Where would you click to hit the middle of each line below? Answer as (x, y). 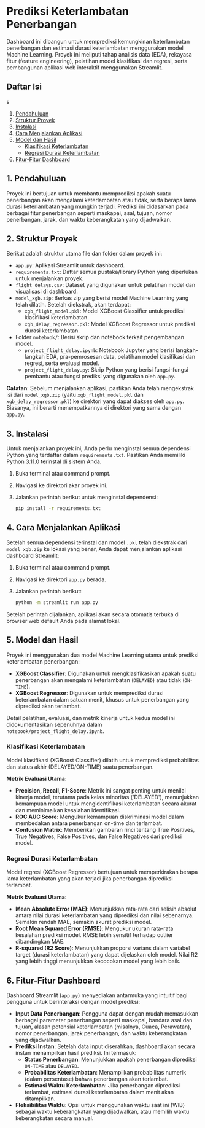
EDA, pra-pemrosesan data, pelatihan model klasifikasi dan (120, 357)
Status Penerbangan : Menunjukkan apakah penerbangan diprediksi (111, 1059)
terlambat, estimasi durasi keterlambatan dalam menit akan (99, 1092)
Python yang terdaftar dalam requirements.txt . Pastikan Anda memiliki (96, 455)
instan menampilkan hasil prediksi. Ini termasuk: (76, 1052)
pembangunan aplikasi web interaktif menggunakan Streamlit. (85, 67)
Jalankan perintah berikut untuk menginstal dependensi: (87, 497)
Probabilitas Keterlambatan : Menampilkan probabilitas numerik (105, 1072)
